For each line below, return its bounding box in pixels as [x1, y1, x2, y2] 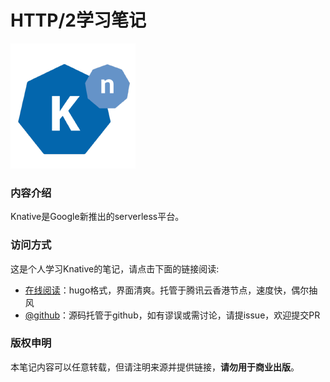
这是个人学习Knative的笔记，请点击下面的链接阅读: [10, 262, 220, 275]
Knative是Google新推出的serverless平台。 [10, 211, 185, 223]
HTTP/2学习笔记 [10, 9, 147, 32]
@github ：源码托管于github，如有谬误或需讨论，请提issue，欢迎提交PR [24, 309, 321, 321]
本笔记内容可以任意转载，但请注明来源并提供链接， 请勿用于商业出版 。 [10, 361, 300, 373]
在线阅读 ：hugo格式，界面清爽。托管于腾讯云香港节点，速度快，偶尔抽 [24, 284, 318, 296]
